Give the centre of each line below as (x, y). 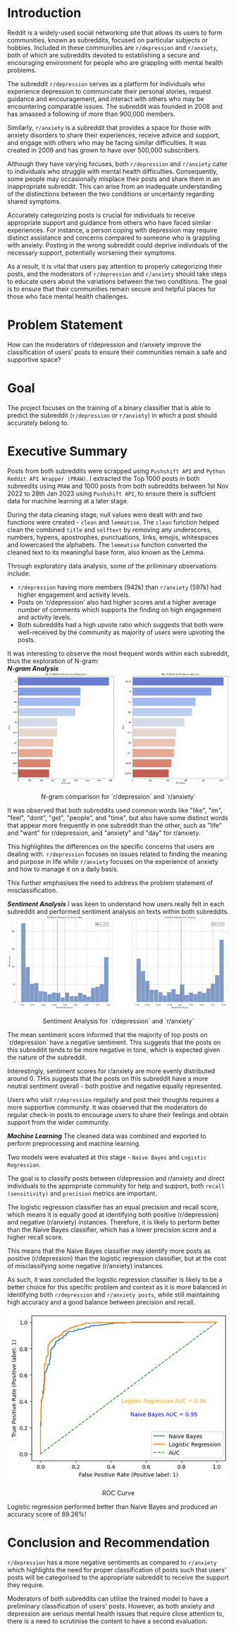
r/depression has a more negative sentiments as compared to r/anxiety (112, 1562)
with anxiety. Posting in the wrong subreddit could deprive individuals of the (118, 245)
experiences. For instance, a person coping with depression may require (112, 230)
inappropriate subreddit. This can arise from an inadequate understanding (114, 186)
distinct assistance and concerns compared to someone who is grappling (114, 238)
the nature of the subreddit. (47, 1057)
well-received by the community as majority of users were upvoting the (121, 632)
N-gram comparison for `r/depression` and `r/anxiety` (118, 797)
